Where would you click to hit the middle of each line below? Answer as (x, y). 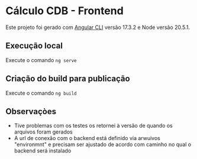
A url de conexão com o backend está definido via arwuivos (87, 138)
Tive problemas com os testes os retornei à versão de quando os (93, 126)
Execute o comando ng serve (41, 60)
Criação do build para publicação (68, 79)
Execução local (34, 46)
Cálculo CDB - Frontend (64, 11)
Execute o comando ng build (41, 93)
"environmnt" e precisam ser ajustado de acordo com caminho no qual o (103, 145)
